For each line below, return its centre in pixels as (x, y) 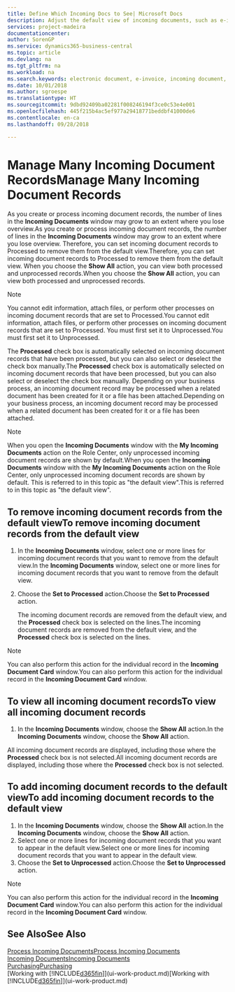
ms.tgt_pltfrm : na (34, 66)
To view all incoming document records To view (112, 701)
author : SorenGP (31, 40)
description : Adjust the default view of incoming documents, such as (112, 20)
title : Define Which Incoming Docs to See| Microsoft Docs (95, 14)
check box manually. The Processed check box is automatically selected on (116, 366)
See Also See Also (47, 934)
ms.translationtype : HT (42, 99)
